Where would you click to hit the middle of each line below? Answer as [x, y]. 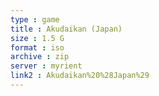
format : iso [37, 47]
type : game [35, 19]
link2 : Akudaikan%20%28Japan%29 [80, 76]
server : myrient [46, 66]
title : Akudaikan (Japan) [66, 29]
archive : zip [40, 57]
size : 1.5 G [37, 38]
